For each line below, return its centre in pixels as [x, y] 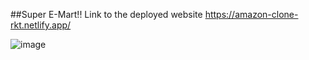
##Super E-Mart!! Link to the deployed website [106, 14]
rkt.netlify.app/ [41, 25]
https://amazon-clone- [251, 14]
